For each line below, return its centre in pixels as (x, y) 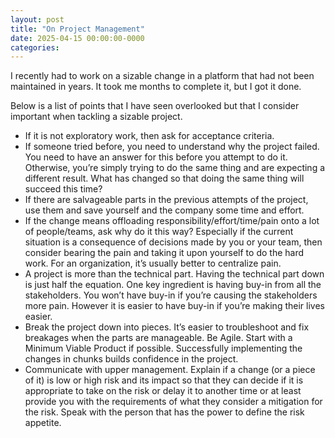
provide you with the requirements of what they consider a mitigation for (173, 402)
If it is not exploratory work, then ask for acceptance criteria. (149, 136)
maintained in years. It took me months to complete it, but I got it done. (156, 87)
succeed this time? (63, 189)
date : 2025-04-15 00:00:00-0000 (77, 38)
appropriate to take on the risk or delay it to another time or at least (163, 391)
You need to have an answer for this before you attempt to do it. (156, 157)
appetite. (43, 423)
